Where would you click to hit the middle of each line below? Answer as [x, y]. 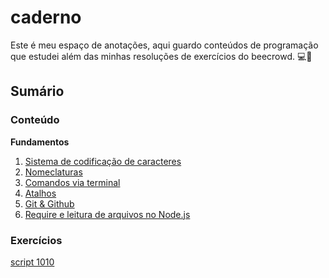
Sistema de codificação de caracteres [103, 161]
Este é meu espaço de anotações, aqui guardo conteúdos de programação [164, 45]
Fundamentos [40, 142]
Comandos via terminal [72, 182]
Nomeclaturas [53, 172]
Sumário [37, 91]
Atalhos [40, 193]
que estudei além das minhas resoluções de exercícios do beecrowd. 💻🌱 [161, 56]
